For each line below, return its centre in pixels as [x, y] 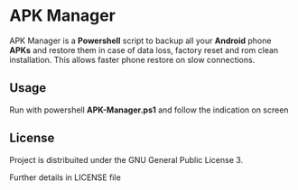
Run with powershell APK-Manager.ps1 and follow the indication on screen [149, 110]
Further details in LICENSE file [65, 177]
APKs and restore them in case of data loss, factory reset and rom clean [144, 50]
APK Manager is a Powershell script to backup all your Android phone [140, 41]
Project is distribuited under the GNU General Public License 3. [126, 159]
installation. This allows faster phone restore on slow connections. [132, 59]
